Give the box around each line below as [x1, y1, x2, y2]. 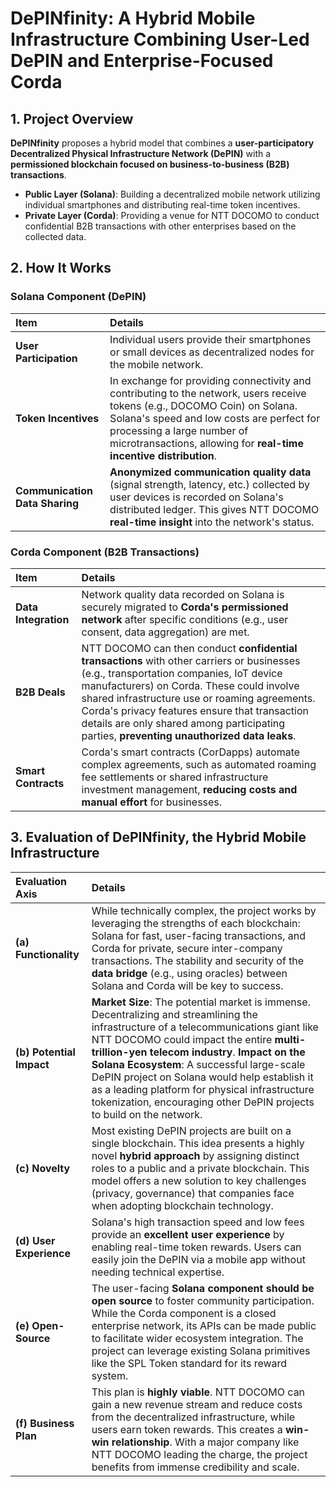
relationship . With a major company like [111, 1435, 300, 1449]
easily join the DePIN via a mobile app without [91, 1252, 306, 1266]
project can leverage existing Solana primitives [91, 1343, 311, 1357]
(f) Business [15, 1416, 75, 1430]
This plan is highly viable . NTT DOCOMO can [91, 1385, 306, 1399]
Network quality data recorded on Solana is [81, 587, 285, 601]
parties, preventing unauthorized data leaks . [81, 728, 297, 742]
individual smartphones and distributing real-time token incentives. [24, 199, 301, 211]
